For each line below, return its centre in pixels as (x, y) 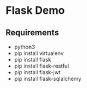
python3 (24, 47)
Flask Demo (35, 10)
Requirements (32, 33)
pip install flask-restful (41, 66)
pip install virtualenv (39, 53)
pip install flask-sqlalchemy (48, 79)
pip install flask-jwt (37, 72)
